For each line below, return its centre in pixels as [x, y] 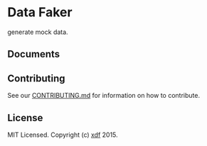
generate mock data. [38, 32]
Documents [34, 54]
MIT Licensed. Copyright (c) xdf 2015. [63, 135]
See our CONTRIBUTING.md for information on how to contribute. [104, 96]
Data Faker [40, 12]
